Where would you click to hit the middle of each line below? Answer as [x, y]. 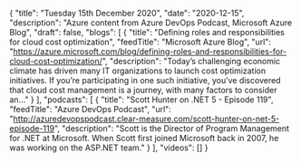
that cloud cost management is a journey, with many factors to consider [143, 90]
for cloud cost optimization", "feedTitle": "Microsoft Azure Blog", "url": [141, 42]
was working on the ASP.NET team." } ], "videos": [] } [109, 148]
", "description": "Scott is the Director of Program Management [172, 129]
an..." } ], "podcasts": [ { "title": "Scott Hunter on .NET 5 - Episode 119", [141, 100]
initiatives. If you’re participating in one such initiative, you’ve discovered [145, 80]
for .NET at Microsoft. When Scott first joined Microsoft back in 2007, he [144, 138]
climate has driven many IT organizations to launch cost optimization [137, 71]
